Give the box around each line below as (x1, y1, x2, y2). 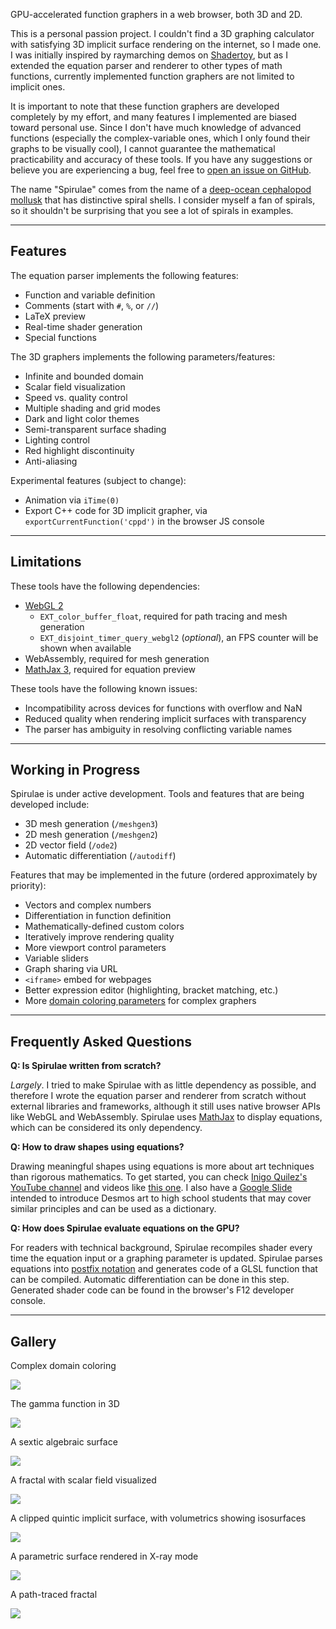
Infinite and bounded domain (24, 370, 144, 382)
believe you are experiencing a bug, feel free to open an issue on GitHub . (10, 164, 312, 176)
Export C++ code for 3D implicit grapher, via (24, 504, 208, 516)
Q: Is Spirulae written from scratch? (10, 1060, 162, 1072)
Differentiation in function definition (24, 910, 172, 922)
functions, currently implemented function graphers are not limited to (10, 70, 295, 82)
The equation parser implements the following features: (10, 269, 239, 281)
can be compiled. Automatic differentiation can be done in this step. (10, 1274, 290, 1286)
